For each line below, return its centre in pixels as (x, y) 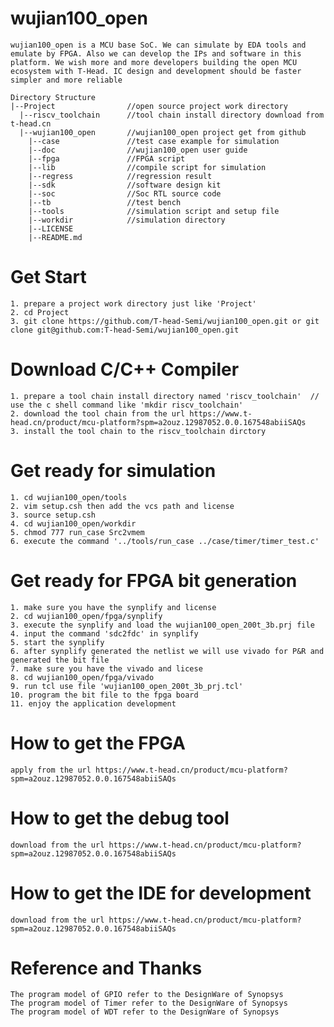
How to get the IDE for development (161, 893)
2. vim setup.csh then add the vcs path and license (122, 506)
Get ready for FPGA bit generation (154, 580)
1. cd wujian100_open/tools (69, 497)
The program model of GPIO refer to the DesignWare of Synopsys (147, 995)
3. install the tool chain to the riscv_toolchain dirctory (138, 431)
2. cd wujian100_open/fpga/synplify (86, 616)
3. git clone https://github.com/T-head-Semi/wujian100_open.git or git (165, 321)
